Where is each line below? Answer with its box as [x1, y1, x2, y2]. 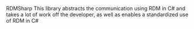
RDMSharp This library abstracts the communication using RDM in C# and [6, 5, 186, 12]
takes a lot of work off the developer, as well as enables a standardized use [6, 11, 189, 18]
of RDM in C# [6, 17, 39, 24]
